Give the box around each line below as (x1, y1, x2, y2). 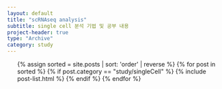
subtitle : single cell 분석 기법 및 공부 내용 (7, 22, 129, 29)
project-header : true (7, 29, 69, 36)
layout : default (7, 10, 53, 17)
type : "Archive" (7, 35, 53, 42)
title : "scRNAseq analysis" (7, 16, 87, 23)
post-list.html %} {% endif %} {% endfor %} (16, 75, 141, 82)
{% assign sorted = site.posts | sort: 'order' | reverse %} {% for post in (16, 60, 216, 68)
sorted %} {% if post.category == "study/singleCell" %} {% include (16, 67, 207, 75)
